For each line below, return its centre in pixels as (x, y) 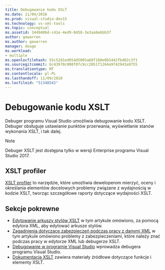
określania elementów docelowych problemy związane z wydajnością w (78, 188)
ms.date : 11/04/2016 (26, 14)
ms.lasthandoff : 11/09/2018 (34, 78)
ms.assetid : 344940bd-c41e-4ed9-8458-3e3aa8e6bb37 (58, 32)
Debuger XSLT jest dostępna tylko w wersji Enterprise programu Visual (77, 150)
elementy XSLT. (28, 262)
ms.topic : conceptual (27, 28)
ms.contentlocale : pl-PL (31, 74)
